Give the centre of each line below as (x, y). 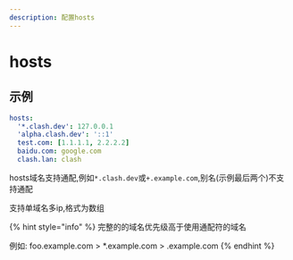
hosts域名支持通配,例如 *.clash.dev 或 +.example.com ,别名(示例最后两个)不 (143, 177)
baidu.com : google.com (59, 151)
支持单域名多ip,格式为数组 (57, 207)
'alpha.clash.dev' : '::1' (66, 135)
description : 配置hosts (52, 17)
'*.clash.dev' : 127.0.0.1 (66, 126)
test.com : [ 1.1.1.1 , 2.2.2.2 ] (73, 143)
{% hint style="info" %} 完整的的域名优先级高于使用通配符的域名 (128, 226)
